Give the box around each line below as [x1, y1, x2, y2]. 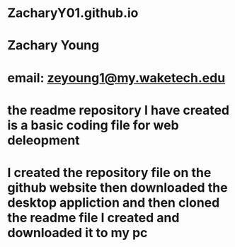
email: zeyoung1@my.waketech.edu [7, 69, 226, 86]
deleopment [7, 132, 80, 148]
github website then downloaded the [7, 179, 228, 195]
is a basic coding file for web [7, 117, 179, 133]
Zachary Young [7, 38, 100, 54]
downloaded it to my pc [7, 224, 148, 241]
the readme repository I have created [7, 102, 230, 118]
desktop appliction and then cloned [7, 195, 220, 210]
